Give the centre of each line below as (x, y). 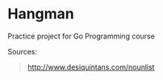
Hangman (41, 14)
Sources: (23, 51)
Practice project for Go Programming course (81, 36)
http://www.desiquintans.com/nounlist (91, 67)
